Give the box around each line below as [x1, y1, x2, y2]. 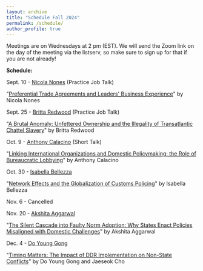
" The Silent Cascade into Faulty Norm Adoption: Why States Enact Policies [6, 221, 193, 229]
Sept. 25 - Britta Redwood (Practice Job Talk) [6, 108, 120, 116]
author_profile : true [6, 25, 61, 32]
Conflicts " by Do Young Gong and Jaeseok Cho [6, 258, 125, 265]
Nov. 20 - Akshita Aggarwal [6, 210, 76, 217]
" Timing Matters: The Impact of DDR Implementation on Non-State [6, 252, 173, 259]
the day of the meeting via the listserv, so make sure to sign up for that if [6, 49, 188, 56]
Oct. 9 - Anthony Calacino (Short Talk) [6, 139, 102, 146]
